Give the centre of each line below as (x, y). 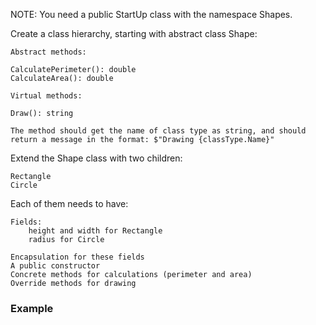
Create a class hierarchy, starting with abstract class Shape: (134, 33)
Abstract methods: (48, 52)
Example (32, 308)
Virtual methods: (46, 96)
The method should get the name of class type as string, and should (158, 131)
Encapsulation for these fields (77, 257)
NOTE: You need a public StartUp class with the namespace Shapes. (151, 14)
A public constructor (55, 266)
